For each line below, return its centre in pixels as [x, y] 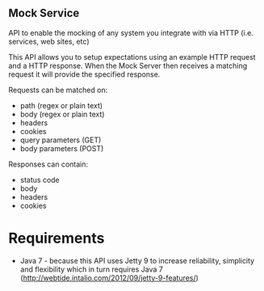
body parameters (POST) [62, 148]
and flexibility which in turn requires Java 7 [91, 269]
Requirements [57, 238]
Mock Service [44, 13]
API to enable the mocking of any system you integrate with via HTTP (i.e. [131, 32]
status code [40, 179]
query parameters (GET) [61, 140]
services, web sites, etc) [49, 41]
